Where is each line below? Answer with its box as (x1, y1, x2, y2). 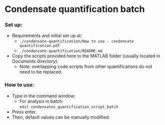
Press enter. (11, 108, 37, 114)
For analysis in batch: (19, 98, 63, 104)
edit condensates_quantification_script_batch (19, 104, 118, 109)
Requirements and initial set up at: (11, 32, 82, 38)
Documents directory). (11, 58, 58, 64)
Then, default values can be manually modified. (11, 114, 110, 120)
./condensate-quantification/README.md (19, 48, 103, 53)
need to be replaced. (19, 69, 62, 75)
